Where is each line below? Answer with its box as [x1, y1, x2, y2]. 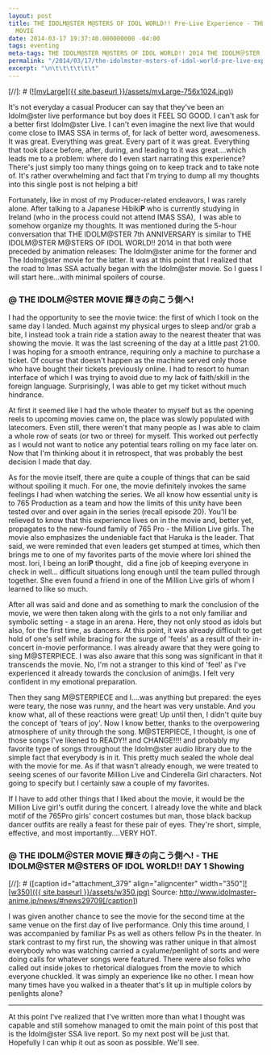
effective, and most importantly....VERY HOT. [8, 828, 157, 838]
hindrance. [8, 390, 44, 400]
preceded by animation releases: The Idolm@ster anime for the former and [8, 246, 256, 256]
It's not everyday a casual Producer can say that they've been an [8, 102, 224, 111]
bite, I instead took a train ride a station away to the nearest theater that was [8, 330, 261, 340]
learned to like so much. [8, 584, 89, 594]
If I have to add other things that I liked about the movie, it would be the [8, 794, 245, 804]
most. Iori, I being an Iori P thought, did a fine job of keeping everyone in [8, 559, 248, 568]
